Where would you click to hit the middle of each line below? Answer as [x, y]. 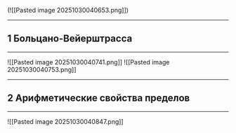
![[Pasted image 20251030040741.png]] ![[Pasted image [88, 62]
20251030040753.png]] [42, 69]
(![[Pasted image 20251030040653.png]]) [68, 10]
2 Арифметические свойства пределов [99, 98]
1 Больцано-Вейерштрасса [70, 39]
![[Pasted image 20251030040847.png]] [66, 121]
